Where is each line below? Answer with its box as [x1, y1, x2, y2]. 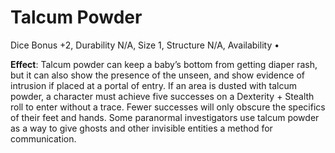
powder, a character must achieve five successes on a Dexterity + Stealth [10, 90, 315, 102]
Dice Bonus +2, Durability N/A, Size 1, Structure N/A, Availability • [10, 39, 280, 51]
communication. [10, 132, 77, 145]
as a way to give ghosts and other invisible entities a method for [10, 122, 273, 134]
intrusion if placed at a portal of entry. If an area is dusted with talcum [10, 79, 297, 91]
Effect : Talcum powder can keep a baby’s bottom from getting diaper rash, [10, 58, 318, 70]
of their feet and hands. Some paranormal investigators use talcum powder [10, 111, 320, 123]
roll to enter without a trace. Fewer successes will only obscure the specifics [10, 101, 326, 113]
